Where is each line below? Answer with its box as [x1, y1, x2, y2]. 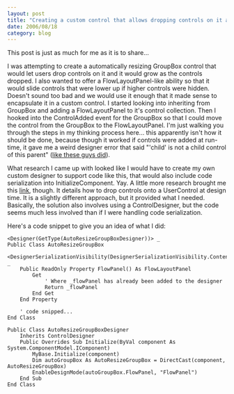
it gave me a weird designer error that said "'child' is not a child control [23, 143, 226, 151]
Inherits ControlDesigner [19, 333, 95, 340]
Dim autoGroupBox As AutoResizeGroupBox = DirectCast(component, [32, 357, 226, 364]
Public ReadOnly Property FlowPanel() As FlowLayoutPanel [19, 265, 192, 273]
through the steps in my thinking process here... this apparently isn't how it [7, 129, 222, 137]
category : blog [7, 29, 52, 37]
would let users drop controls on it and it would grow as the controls [7, 69, 203, 78]
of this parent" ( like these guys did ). [7, 151, 110, 159]
